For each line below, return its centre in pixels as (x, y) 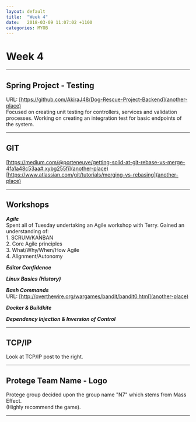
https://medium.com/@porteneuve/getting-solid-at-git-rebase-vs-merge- (97, 162)
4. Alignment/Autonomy (34, 256)
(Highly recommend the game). (43, 407)
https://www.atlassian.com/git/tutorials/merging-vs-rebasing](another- (93, 174)
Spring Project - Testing (50, 85)
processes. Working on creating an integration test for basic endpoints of (94, 118)
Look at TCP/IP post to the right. (45, 357)
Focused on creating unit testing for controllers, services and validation (92, 112)
